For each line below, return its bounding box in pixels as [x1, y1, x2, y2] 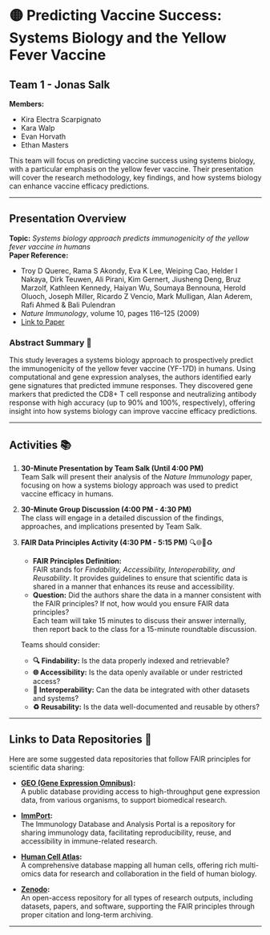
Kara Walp [20, 123, 55, 132]
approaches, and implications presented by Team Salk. [20, 521, 203, 531]
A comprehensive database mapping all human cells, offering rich [20, 860, 238, 870]
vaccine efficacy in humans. [20, 488, 115, 498]
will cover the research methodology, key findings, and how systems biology [9, 173, 262, 182]
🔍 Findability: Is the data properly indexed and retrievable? [32, 655, 230, 666]
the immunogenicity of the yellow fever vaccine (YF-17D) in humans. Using [9, 364, 256, 374]
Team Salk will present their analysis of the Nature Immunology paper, [20, 472, 253, 481]
